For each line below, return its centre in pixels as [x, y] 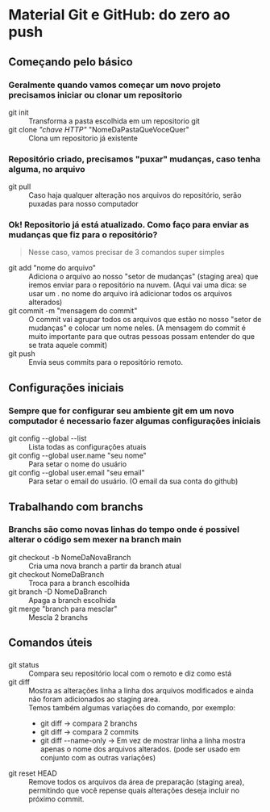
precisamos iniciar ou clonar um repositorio [96, 94]
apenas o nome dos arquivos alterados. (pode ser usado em [140, 749]
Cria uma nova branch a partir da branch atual [105, 566]
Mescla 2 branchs [58, 617]
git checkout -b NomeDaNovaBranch [70, 557]
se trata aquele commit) [68, 345]
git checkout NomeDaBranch [56, 574]
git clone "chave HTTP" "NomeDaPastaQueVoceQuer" [99, 129]
